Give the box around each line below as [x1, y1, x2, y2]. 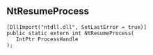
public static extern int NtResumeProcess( [6, 30, 135, 36]
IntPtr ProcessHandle [15, 36, 79, 43]
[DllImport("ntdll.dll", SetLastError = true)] [6, 23, 147, 30]
